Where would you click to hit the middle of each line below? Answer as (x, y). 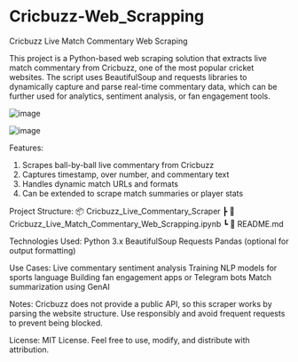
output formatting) (43, 250)
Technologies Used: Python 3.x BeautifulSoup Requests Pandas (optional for (149, 241)
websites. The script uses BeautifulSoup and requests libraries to (128, 76)
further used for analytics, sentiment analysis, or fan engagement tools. (140, 96)
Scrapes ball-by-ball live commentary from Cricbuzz (118, 165)
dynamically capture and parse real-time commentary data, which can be (143, 86)
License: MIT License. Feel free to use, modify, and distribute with (129, 340)
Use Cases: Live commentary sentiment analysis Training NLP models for (143, 268)
